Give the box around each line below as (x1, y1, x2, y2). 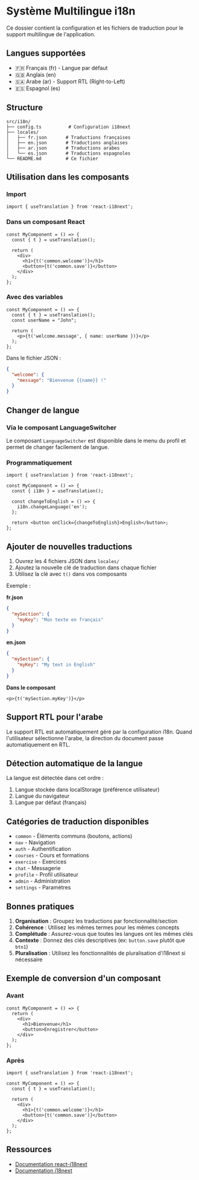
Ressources (6, 1144, 52, 1155)
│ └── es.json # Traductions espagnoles (6, 150, 131, 156)
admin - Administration (14, 877, 71, 885)
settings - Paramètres (14, 884, 71, 891)
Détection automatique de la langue (6, 758, 143, 769)
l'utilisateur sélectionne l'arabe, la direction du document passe (6, 734, 164, 741)
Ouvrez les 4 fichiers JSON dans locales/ (14, 558, 119, 565)
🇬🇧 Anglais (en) (14, 71, 56, 78)
